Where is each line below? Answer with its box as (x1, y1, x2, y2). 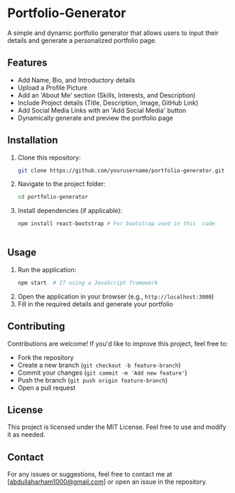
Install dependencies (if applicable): (17, 207, 123, 215)
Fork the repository (17, 353, 75, 361)
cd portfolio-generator (17, 194, 89, 201)
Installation (7, 134, 58, 147)
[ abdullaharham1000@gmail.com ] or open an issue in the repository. (7, 477, 208, 486)
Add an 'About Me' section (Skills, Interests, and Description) (17, 90, 196, 99)
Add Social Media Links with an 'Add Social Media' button (17, 105, 187, 115)
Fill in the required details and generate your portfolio (17, 299, 174, 308)
